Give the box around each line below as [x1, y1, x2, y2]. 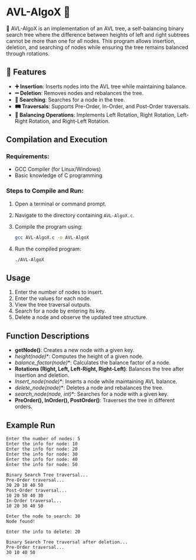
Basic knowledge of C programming [14, 172, 103, 179]
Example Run [6, 420, 55, 430]
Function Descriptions [6, 331, 90, 341]
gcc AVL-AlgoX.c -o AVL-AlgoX [14, 235, 90, 240]
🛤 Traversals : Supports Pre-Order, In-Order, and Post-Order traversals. [14, 103, 190, 110]
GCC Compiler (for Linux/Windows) [14, 165, 102, 173]
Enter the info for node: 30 [6, 451, 78, 457]
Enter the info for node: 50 [6, 461, 78, 467]
